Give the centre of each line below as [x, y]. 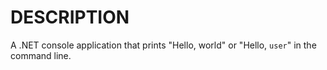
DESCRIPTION [70, 17]
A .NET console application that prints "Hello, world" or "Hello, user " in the [163, 45]
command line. [41, 55]
